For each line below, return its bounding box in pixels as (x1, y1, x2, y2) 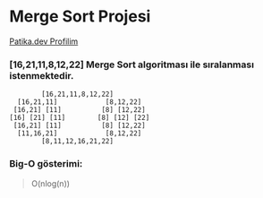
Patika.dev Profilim (9, 36, 79, 47)
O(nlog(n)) (30, 177, 70, 189)
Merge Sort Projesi (9, 6, 151, 27)
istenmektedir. (9, 69, 74, 82)
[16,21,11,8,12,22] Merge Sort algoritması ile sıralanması (9, 58, 255, 71)
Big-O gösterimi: (9, 158, 83, 170)
